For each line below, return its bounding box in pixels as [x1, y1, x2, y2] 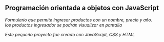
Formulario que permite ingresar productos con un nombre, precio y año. [5, 17, 153, 22]
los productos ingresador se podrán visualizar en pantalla [5, 22, 122, 28]
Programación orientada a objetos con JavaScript [5, 4, 159, 12]
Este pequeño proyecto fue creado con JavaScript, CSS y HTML [5, 31, 135, 37]
